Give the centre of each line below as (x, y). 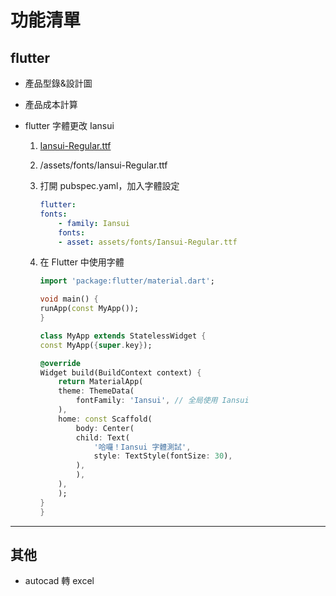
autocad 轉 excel (59, 581)
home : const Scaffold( (105, 419)
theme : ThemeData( (96, 391)
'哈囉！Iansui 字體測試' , (142, 447)
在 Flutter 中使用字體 (82, 262)
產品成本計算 (51, 104)
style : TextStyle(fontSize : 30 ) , (163, 456)
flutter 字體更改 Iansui (69, 125)
